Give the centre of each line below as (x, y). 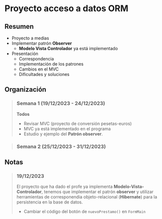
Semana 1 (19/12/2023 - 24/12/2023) (61, 104)
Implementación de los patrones (51, 64)
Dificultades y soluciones (44, 74)
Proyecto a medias (30, 38)
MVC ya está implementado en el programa (67, 128)
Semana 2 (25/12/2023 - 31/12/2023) (61, 146)
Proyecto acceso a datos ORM (66, 9)
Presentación (25, 54)
